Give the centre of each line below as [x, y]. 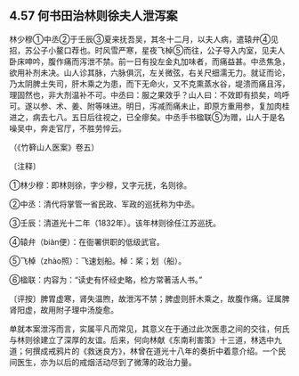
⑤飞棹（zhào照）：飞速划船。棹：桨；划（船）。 [98, 260]
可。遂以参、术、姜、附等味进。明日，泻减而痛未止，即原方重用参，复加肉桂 [149, 106]
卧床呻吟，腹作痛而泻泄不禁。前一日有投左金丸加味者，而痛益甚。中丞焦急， [149, 61]
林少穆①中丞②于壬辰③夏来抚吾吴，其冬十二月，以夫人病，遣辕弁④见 [144, 39]
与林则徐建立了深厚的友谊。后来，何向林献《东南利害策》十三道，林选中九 [145, 339]
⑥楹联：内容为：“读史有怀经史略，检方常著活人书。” [106, 280]
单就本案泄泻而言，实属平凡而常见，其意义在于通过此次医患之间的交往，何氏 [149, 329]
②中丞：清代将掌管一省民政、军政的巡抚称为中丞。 [105, 204]
